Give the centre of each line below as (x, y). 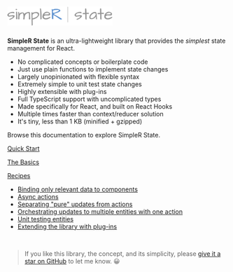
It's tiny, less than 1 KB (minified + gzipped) (80, 121)
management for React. (41, 48)
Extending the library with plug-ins (67, 226)
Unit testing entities (45, 219)
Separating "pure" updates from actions (75, 204)
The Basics (23, 162)
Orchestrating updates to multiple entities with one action (100, 211)
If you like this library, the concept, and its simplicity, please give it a (122, 253)
